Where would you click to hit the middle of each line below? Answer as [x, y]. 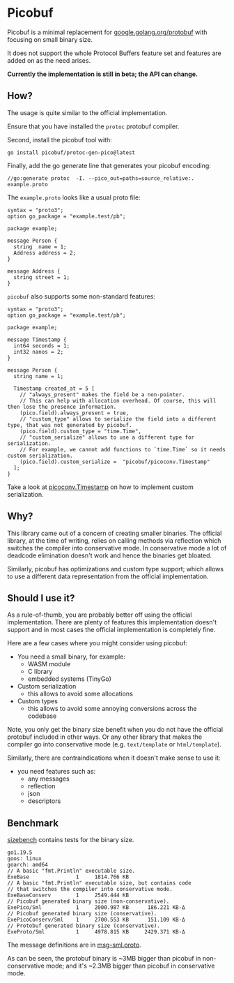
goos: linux [24, 859]
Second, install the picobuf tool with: [60, 140]
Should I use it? [41, 598]
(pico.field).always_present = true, [75, 413]
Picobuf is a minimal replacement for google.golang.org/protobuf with [107, 32]
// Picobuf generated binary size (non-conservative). [88, 901]
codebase [42, 716]
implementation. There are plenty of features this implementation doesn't [112, 622]
